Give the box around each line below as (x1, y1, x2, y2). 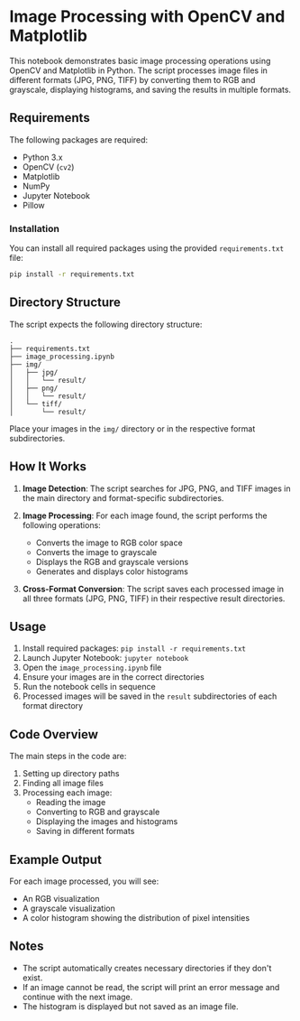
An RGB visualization (22, 893, 101, 904)
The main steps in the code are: (9, 751, 127, 762)
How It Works (9, 459, 87, 475)
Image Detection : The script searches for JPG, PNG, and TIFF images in (22, 483, 291, 494)
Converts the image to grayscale (35, 546, 158, 557)
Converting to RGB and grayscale (35, 806, 160, 818)
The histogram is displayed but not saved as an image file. (22, 1000, 239, 1012)
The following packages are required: (9, 134, 149, 145)
